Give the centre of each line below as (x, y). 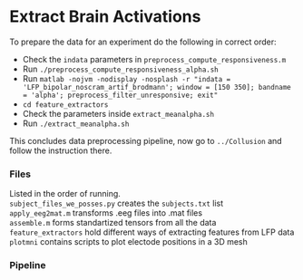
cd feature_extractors (65, 105)
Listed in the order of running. (65, 194)
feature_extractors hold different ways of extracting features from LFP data (152, 232)
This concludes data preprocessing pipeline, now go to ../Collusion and (146, 140)
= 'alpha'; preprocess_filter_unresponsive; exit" (120, 95)
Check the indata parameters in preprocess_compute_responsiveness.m (154, 59)
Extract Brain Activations (105, 17)
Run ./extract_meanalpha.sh (76, 123)
